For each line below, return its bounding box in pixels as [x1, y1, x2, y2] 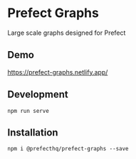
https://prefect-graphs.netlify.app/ [7, 67, 108, 76]
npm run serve [7, 107, 50, 114]
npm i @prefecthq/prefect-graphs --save [7, 146, 130, 153]
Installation [7, 126, 58, 138]
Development [7, 89, 69, 101]
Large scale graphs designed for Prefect [7, 28, 126, 37]
